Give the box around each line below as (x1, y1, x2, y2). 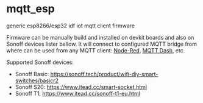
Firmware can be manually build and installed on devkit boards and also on (6, 34, 194, 41)
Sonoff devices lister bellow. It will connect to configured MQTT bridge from (6, 40, 197, 48)
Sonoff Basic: (15, 70, 49, 77)
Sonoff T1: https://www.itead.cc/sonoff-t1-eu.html (15, 90, 140, 97)
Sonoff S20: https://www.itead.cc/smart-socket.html (15, 83, 148, 90)
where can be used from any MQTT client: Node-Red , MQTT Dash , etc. (6, 46, 185, 54)
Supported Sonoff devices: (6, 59, 74, 66)
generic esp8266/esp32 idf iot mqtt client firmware (6, 22, 135, 29)
